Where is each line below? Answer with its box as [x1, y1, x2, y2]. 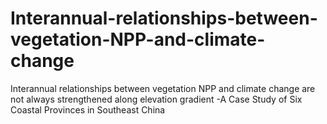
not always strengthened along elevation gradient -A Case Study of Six [10, 93, 303, 105]
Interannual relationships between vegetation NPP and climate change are [10, 82, 316, 94]
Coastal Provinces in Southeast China [10, 103, 166, 116]
